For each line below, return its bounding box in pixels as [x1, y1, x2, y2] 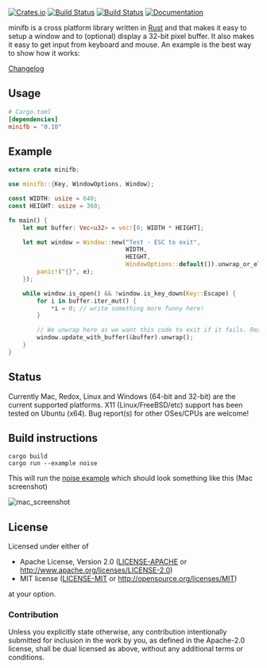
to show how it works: [8, 49, 80, 57]
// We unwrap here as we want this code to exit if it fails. [37, 326, 247, 334]
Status [8, 370, 42, 384]
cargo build [8, 452, 48, 461]
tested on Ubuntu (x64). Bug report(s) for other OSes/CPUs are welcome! [8, 408, 250, 418]
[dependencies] [8, 115, 59, 123]
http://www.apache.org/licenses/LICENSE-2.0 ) [19, 565, 173, 575]
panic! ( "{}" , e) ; [37, 268, 94, 275]
